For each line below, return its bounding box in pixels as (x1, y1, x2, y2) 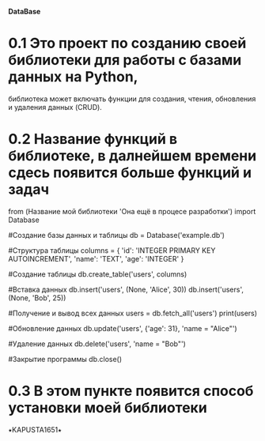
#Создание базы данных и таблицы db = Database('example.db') (8, 230, 225, 239)
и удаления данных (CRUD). (8, 102, 103, 111)
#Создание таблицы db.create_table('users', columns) (8, 269, 187, 279)
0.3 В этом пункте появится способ (8, 383, 254, 400)
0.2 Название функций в (8, 130, 178, 149)
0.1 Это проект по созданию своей (8, 35, 247, 52)
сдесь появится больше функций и (8, 164, 252, 182)
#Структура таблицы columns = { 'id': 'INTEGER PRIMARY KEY (8, 245, 216, 255)
